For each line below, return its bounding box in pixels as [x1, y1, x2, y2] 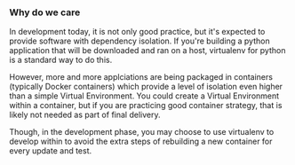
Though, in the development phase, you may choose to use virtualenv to [9, 127, 275, 137]
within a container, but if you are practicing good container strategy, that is [9, 100, 283, 111]
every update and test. [9, 145, 92, 156]
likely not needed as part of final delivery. [9, 109, 161, 121]
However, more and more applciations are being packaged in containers [9, 72, 274, 82]
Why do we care [9, 6, 81, 19]
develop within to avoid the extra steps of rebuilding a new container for [9, 136, 273, 147]
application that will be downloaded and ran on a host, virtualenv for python [9, 45, 286, 56]
